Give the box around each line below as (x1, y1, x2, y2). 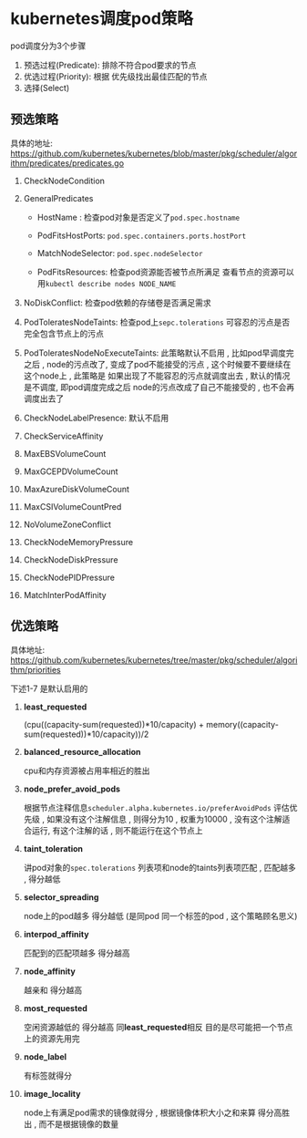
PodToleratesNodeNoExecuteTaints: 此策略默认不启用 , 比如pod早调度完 (23, 347, 294, 358)
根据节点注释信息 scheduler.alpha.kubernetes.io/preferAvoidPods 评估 (23, 802, 290, 812)
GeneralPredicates (23, 192, 94, 203)
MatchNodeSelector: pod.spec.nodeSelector (36, 247, 203, 258)
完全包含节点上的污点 (23, 327, 104, 338)
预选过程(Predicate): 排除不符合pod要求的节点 (23, 59, 197, 70)
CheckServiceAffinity (23, 430, 104, 441)
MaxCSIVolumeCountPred (23, 501, 122, 512)
